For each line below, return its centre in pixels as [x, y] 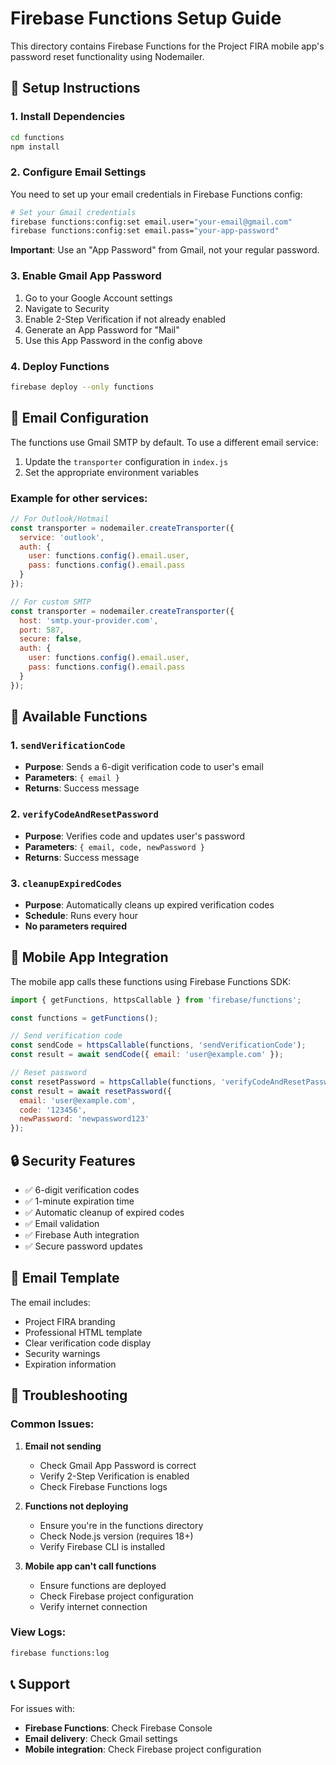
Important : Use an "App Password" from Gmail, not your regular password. [165, 250]
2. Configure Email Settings [78, 172]
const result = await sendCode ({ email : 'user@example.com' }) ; [147, 1055]
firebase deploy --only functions [82, 387]
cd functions [37, 137]
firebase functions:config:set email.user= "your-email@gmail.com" [151, 222]
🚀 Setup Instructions [75, 88]
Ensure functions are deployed [103, 1585]
